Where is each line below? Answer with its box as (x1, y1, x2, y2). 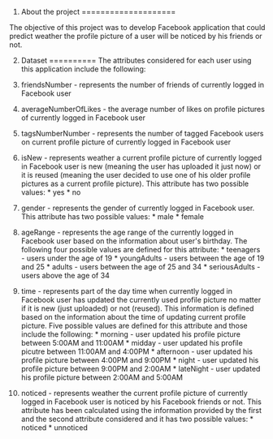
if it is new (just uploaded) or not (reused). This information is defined (20, 303, 254, 313)
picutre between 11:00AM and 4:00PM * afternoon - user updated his (20, 346, 253, 356)
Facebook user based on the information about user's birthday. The (20, 236, 248, 246)
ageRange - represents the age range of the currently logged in (20, 227, 234, 237)
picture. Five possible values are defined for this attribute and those (20, 321, 249, 330)
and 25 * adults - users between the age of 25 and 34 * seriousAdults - (20, 262, 261, 271)
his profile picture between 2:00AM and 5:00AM (20, 372, 184, 382)
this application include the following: (20, 64, 146, 74)
